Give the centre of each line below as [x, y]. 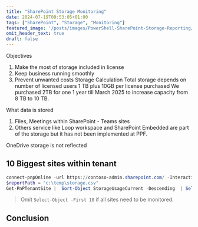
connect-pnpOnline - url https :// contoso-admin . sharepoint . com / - [88, 177]
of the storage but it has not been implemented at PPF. [81, 134]
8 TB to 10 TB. [32, 98]
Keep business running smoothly [55, 73]
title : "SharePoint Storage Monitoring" [57, 11]
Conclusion [28, 218]
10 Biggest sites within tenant [61, 164]
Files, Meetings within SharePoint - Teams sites [72, 121]
